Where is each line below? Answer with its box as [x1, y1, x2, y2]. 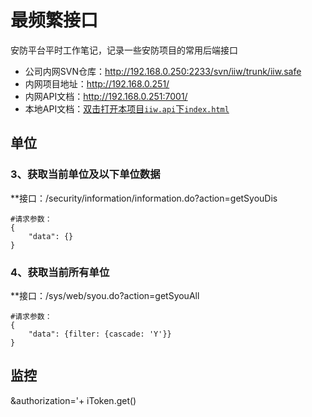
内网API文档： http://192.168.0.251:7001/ [24, 90, 188, 102]
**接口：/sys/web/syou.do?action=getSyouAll [10, 289, 200, 301]
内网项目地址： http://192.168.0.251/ [24, 77, 170, 90]
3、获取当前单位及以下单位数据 [10, 167, 161, 181]
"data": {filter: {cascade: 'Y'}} [28, 329, 172, 339]
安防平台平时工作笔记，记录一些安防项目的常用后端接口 [10, 44, 238, 56]
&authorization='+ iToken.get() [10, 394, 137, 406]
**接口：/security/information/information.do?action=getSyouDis [10, 192, 278, 204]
